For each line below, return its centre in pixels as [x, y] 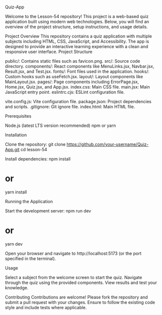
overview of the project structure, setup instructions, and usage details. [76, 27]
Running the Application [29, 201]
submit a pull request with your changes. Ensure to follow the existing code [80, 302]
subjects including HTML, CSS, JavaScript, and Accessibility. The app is [77, 41]
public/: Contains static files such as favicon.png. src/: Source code [73, 61]
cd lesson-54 [34, 149]
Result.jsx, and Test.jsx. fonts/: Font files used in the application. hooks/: [77, 71]
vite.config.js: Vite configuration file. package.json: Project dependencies [78, 101]
